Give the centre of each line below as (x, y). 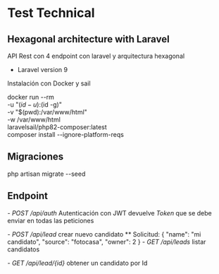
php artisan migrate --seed (46, 174)
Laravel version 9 (43, 70)
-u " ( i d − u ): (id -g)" (35, 105)
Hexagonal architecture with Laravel (89, 39)
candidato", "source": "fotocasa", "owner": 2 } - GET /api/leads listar (107, 242)
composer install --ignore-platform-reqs (66, 135)
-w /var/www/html (34, 119)
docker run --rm (31, 97)
